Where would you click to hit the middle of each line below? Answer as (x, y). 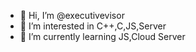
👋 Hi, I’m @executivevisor (72, 15)
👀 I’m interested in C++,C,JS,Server (93, 26)
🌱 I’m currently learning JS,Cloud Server (102, 36)
